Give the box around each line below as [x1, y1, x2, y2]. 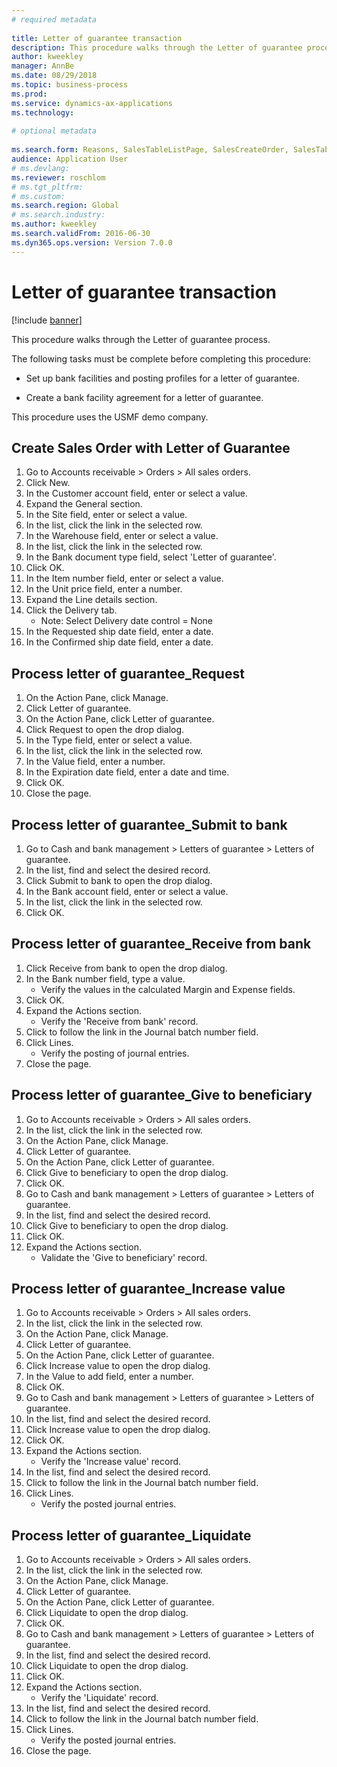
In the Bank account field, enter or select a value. [25, 886, 229, 897]
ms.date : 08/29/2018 [11, 71, 98, 81]
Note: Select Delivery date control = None [40, 615, 213, 627]
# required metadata [11, 14, 98, 25]
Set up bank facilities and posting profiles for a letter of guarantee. [25, 372, 300, 384]
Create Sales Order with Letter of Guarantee [11, 439, 291, 456]
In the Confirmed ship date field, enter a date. [25, 636, 214, 648]
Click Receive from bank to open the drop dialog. [25, 962, 228, 974]
